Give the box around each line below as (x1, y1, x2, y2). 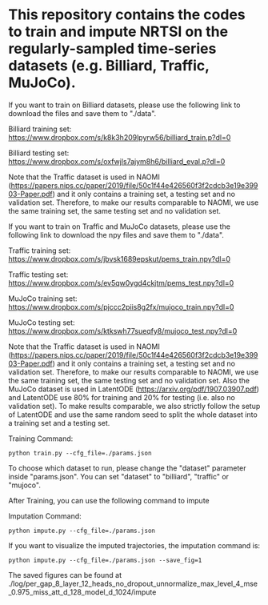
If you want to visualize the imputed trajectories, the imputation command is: (8, 540, 261, 550)
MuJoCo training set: (8, 294, 78, 303)
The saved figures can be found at (8, 570, 122, 579)
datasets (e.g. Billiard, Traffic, (8, 57, 210, 75)
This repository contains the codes (8, 6, 246, 24)
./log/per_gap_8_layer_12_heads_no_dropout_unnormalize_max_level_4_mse (8, 579, 258, 588)
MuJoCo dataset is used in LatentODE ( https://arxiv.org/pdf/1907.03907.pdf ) (8, 384, 260, 394)
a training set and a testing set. (8, 418, 110, 427)
